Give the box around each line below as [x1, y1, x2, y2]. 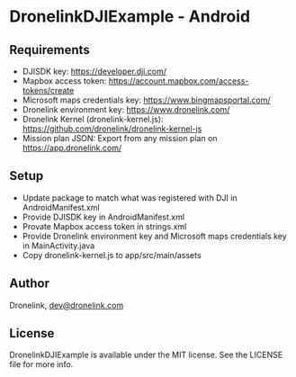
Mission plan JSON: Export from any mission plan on [22, 133, 218, 143]
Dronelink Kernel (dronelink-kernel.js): [22, 114, 164, 124]
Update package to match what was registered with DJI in [22, 192, 238, 203]
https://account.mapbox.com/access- [108, 76, 249, 86]
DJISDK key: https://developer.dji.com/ [22, 66, 166, 76]
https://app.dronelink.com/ [22, 142, 122, 153]
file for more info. [9, 359, 74, 370]
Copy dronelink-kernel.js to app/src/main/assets [22, 249, 202, 260]
